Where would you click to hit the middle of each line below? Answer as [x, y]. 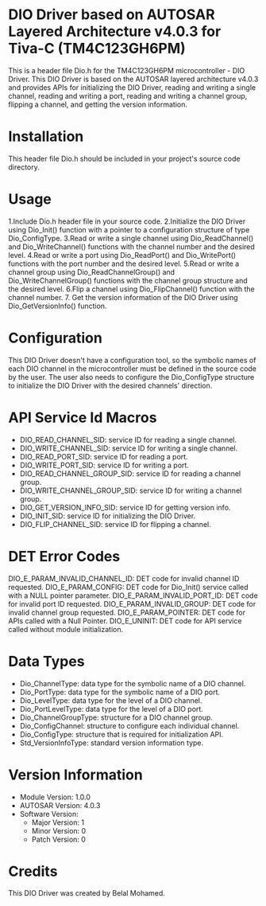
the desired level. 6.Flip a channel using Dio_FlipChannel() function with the [132, 289]
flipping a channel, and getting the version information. [98, 104]
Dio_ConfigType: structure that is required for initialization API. [121, 734]
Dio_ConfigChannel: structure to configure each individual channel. [129, 725]
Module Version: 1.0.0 [55, 797]
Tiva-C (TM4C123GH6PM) [97, 49]
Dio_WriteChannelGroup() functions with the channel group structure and [128, 280]
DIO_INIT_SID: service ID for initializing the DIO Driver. [108, 516]
